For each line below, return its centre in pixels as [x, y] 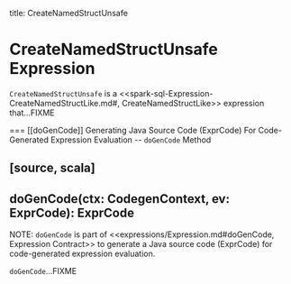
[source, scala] [53, 168]
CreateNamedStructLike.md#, [64, 103]
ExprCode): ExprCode [72, 212]
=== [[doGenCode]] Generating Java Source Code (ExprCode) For [133, 130]
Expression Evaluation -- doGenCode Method [131, 140]
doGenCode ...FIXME [43, 271]
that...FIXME [32, 113]
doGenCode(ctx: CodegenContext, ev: [119, 199]
